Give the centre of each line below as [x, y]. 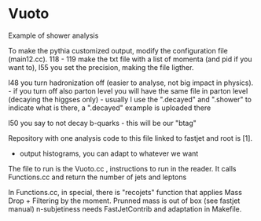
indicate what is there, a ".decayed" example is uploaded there [110, 108]
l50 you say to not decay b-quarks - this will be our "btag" [102, 123]
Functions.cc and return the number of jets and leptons [97, 177]
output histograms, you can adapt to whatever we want [109, 153]
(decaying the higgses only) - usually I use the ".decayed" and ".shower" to [130, 99]
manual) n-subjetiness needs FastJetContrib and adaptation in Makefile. [125, 208]
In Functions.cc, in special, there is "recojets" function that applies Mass [125, 192]
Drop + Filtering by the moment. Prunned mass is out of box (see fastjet [124, 201]
